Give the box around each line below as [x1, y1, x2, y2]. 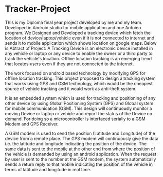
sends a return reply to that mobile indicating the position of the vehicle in [5, 161, 153, 167]
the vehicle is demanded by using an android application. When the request [5, 151, 157, 157]
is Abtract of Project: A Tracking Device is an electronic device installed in [5, 45, 153, 51]
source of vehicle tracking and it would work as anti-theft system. [5, 86, 137, 91]
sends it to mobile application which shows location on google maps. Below [5, 40, 157, 46]
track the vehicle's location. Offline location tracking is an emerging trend [5, 55, 152, 61]
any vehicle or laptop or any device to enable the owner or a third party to [5, 50, 153, 56]
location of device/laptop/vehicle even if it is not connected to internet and [5, 35, 155, 41]
